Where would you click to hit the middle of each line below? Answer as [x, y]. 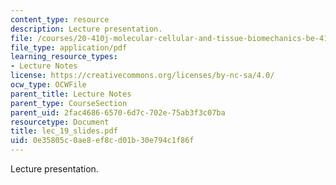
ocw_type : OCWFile [48, 85]
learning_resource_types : [64, 57]
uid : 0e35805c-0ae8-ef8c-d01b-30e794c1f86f [102, 141]
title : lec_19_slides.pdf [64, 131]
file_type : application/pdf [69, 47]
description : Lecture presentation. [86, 29]
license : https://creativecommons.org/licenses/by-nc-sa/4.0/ [142, 76]
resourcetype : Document [60, 122]
